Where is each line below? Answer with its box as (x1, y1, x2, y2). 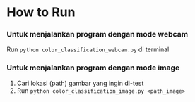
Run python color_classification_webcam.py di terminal (6, 45, 170, 53)
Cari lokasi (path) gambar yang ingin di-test (16, 79, 144, 87)
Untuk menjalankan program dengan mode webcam (6, 30, 189, 39)
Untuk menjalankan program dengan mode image (6, 63, 180, 72)
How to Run (6, 4, 76, 20)
